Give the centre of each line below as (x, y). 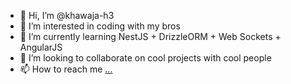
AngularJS (41, 47)
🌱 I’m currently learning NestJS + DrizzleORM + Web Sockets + (150, 36)
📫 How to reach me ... (66, 69)
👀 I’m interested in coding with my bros (100, 26)
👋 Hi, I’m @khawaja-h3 (67, 15)
